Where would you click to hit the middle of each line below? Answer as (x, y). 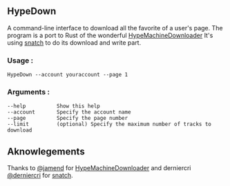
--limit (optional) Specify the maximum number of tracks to (109, 124)
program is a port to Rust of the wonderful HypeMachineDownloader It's (110, 35)
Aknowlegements (46, 151)
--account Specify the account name (69, 112)
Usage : (20, 60)
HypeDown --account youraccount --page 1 (68, 75)
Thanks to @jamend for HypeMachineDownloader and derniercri (99, 168)
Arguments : (29, 92)
